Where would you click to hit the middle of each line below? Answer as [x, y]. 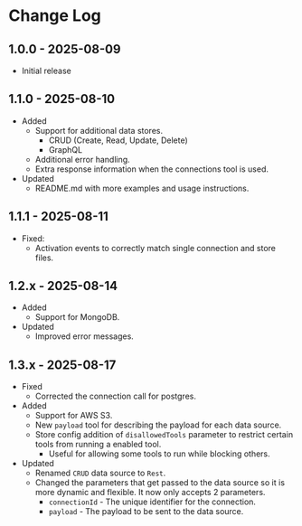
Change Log [55, 16]
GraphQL [66, 149]
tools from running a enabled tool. [98, 445]
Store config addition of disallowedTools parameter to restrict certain [164, 435]
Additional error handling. [82, 159]
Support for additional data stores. [99, 130]
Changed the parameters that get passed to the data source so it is [160, 483]
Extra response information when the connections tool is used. [151, 169]
